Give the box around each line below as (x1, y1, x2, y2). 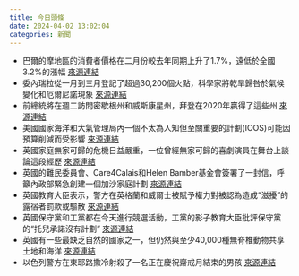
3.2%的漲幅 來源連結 (21, 66, 100, 77)
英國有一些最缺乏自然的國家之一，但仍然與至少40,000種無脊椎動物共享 (21, 235, 285, 246)
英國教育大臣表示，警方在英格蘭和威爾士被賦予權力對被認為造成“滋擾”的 (21, 190, 289, 201)
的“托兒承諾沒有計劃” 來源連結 (21, 223, 134, 234)
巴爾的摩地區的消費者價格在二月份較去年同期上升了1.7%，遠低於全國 (21, 56, 276, 66)
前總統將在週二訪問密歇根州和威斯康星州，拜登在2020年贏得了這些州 (21, 100, 278, 111)
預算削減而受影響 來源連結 (21, 134, 119, 144)
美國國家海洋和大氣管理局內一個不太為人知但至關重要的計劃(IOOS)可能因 (21, 123, 291, 134)
